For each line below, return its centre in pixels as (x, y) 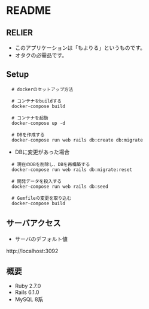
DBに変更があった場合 (42, 152)
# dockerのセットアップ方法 (42, 89)
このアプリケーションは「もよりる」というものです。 (80, 48)
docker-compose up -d (39, 123)
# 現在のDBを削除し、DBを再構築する (51, 164)
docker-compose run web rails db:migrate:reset (72, 169)
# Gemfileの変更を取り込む (42, 198)
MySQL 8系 (29, 299)
